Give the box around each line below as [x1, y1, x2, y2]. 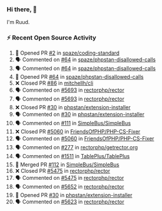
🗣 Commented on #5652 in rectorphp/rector [15, 183, 124, 190]
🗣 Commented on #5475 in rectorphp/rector [15, 174, 124, 181]
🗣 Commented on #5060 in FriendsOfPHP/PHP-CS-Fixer [15, 135, 154, 142]
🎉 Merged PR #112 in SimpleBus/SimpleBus [15, 161, 120, 168]
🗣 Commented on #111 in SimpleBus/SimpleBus [15, 119, 131, 126]
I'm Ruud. [6, 19, 30, 26]
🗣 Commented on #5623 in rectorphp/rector [15, 198, 125, 205]
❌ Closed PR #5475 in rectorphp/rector [15, 167, 110, 174]
